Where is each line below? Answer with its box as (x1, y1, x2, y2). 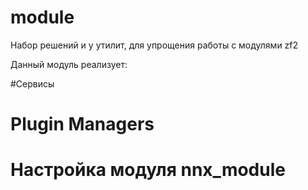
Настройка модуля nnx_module (10, 159, 286, 181)
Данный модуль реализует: (10, 58, 128, 70)
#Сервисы (10, 77, 55, 90)
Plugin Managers (10, 113, 155, 136)
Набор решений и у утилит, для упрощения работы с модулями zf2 (10, 39, 299, 51)
